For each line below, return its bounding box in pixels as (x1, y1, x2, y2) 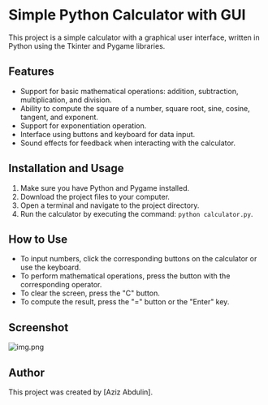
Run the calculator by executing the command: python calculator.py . (19, 209, 253, 218)
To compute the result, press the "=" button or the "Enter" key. (19, 297, 230, 307)
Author (8, 365, 45, 379)
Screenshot (8, 321, 69, 334)
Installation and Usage (8, 162, 124, 175)
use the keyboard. (19, 262, 81, 273)
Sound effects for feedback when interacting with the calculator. (19, 138, 236, 148)
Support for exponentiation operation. (19, 120, 147, 131)
